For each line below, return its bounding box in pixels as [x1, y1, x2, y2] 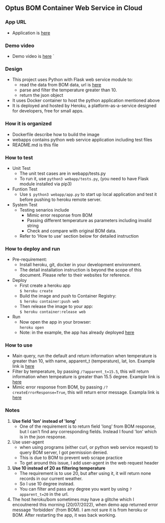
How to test [5, 154, 33, 161]
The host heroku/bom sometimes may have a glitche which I [12, 496, 134, 502]
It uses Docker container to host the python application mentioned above [12, 98, 160, 104]
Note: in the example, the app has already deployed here [19, 330, 135, 335]
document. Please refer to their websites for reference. [19, 272, 131, 278]
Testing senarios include [19, 207, 70, 213]
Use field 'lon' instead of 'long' [12, 418, 77, 424]
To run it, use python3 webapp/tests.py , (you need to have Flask [19, 175, 149, 181]
